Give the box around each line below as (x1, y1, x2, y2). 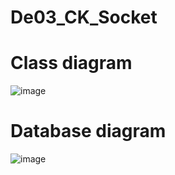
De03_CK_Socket (10, 6, 158, 29)
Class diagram (10, 52, 133, 75)
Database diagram (10, 120, 167, 143)
